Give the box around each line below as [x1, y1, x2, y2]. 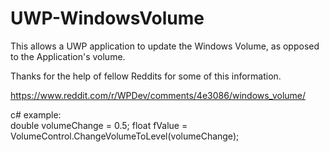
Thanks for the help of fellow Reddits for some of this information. [10, 70, 282, 82]
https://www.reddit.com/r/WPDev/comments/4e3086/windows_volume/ [10, 89, 307, 101]
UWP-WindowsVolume [10, 7, 205, 30]
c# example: [10, 108, 62, 121]
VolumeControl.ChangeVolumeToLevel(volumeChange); [10, 130, 240, 142]
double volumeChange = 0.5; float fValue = [10, 119, 188, 131]
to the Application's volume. [10, 50, 126, 62]
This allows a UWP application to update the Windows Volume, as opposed [10, 40, 320, 52]
